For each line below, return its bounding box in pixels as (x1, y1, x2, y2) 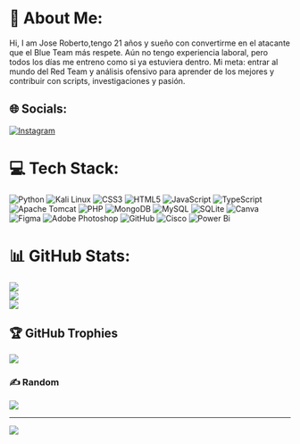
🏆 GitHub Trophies (9, 326, 119, 341)
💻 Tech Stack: (9, 158, 120, 178)
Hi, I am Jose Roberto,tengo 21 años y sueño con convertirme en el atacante (9, 38, 290, 48)
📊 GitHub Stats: (9, 246, 131, 266)
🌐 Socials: (9, 102, 68, 117)
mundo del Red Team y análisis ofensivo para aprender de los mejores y (9, 66, 275, 77)
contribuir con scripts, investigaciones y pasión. (9, 75, 186, 86)
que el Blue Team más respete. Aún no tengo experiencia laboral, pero (9, 46, 269, 57)
